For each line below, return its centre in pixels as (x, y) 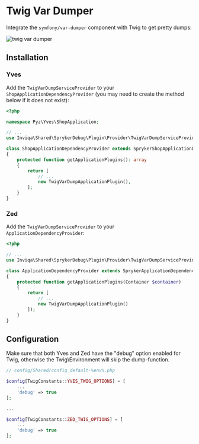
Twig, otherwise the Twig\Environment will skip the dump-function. (88, 360)
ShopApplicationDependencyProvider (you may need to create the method (95, 94)
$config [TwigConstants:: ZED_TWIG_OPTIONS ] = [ (65, 419)
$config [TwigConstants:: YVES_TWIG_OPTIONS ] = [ (66, 382)
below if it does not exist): (38, 100)
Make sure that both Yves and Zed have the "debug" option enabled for (93, 353)
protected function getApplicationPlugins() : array (82, 160)
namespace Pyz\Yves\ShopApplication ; (53, 122)
